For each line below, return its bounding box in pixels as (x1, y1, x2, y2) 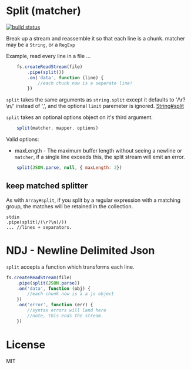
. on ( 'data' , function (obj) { (16, 286, 91, 292)
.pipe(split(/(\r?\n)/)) (6, 219, 67, 225)
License (6, 338, 46, 351)
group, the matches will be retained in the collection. (6, 202, 133, 209)
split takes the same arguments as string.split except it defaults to (6, 96, 175, 103)
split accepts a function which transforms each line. (6, 263, 135, 270)
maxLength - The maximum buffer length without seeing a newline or (14, 147, 182, 154)
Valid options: (6, 136, 39, 143)
